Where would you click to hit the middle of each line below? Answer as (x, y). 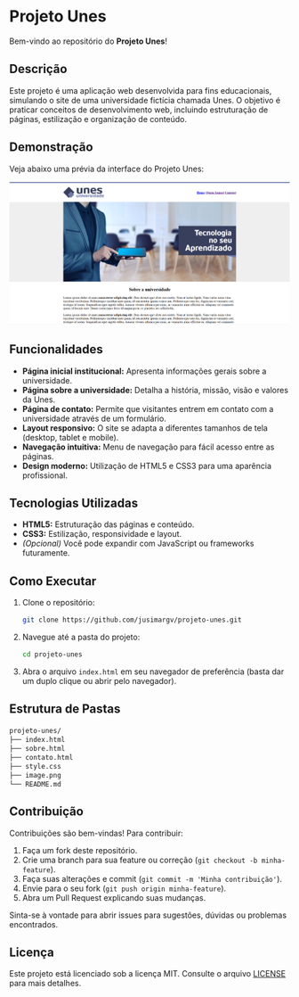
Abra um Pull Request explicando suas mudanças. (114, 897)
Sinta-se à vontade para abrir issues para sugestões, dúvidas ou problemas (148, 915)
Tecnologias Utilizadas (74, 503)
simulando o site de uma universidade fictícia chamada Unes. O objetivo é (145, 100)
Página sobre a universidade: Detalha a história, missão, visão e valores (155, 390)
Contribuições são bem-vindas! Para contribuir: (97, 833)
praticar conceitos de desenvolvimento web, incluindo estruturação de (139, 110)
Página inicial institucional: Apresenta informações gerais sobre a (144, 371)
